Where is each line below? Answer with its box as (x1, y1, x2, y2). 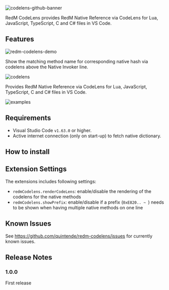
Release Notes (5, 253, 53, 262)
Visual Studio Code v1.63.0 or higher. (12, 127, 92, 133)
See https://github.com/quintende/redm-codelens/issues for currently (5, 233, 153, 239)
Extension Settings (5, 165, 67, 174)
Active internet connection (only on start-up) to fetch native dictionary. (12, 133, 162, 139)
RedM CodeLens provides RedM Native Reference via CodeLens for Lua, (5, 15, 158, 20)
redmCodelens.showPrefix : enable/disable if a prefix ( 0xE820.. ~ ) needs (12, 199, 164, 205)
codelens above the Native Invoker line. (5, 64, 88, 70)
